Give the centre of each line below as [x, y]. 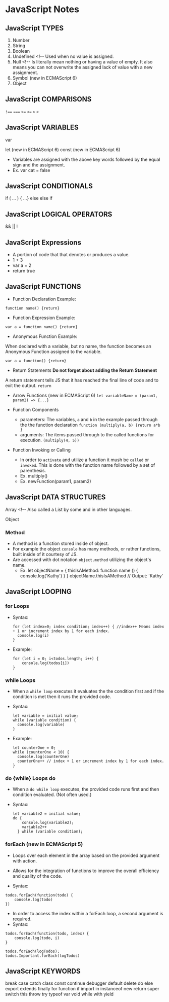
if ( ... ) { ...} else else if [29, 198]
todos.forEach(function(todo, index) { [47, 934]
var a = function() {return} [36, 361]
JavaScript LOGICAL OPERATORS [59, 214]
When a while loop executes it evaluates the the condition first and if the [88, 691]
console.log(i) [33, 635]
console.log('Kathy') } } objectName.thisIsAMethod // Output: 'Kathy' [92, 576]
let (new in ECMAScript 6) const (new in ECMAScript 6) [63, 149]
